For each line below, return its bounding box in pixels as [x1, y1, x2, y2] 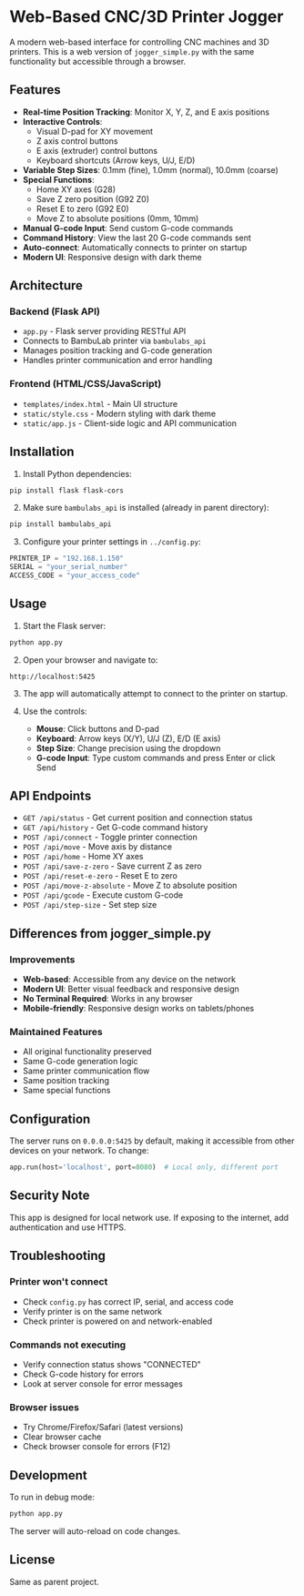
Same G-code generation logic [22, 1056, 138, 1067]
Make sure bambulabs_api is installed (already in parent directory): [22, 503, 269, 513]
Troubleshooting [9, 1248, 106, 1264]
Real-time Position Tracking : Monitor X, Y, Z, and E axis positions [22, 107, 270, 117]
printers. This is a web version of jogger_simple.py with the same [9, 46, 255, 56]
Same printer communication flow [22, 1065, 150, 1076]
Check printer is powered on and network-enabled [22, 1316, 213, 1327]
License [9, 1552, 56, 1568]
